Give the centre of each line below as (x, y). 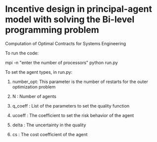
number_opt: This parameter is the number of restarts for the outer (80, 82)
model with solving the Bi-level (70, 19)
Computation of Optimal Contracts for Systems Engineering (66, 43)
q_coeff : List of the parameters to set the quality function (71, 106)
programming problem (52, 30)
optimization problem (34, 86)
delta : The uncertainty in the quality (49, 125)
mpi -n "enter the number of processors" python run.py (61, 62)
